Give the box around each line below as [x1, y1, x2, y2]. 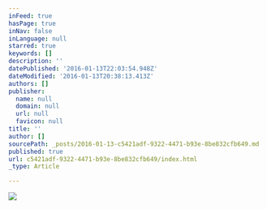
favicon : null [15, 117, 63, 126]
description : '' [8, 58, 63, 66]
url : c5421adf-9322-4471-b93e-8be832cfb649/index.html [8, 155, 198, 163]
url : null [15, 110, 49, 118]
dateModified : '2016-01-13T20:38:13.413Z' [8, 72, 154, 80]
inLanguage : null [8, 34, 67, 43]
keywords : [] [8, 49, 53, 58]
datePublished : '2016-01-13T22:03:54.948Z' [8, 65, 158, 73]
